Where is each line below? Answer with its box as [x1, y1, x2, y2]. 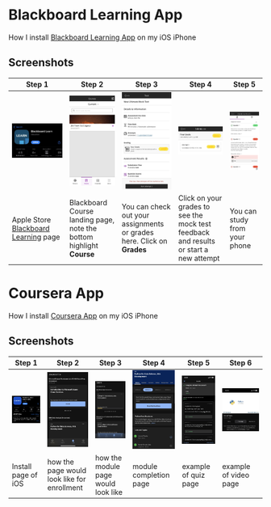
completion [132, 470, 170, 480]
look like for [47, 475, 86, 484]
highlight [69, 240, 98, 250]
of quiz [181, 470, 206, 480]
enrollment [47, 483, 83, 492]
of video [221, 470, 250, 480]
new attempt [178, 253, 220, 264]
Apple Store [11, 214, 52, 224]
